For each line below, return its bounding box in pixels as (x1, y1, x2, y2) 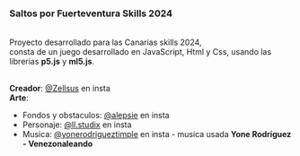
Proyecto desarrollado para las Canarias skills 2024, (9, 37, 202, 48)
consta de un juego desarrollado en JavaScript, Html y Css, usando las (9, 47, 272, 57)
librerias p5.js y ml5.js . (9, 56, 95, 67)
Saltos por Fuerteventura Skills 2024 (9, 7, 173, 20)
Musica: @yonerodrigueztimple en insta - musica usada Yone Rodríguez (22, 129, 292, 140)
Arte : (9, 92, 29, 103)
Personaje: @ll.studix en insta (22, 119, 132, 130)
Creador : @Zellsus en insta (9, 83, 110, 94)
